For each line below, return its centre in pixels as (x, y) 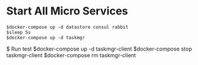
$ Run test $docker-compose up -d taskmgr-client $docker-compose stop (99, 49)
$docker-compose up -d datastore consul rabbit (68, 27)
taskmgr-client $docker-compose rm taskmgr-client (71, 55)
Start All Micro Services (67, 11)
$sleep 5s (19, 32)
